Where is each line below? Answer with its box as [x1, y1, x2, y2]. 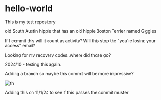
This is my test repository [5, 19, 56, 25]
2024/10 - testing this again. [5, 61, 62, 67]
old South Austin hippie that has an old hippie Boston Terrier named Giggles [5, 28, 157, 34]
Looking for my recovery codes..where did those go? [5, 52, 111, 58]
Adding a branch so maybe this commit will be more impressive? [5, 71, 134, 76]
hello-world [5, 3, 53, 14]
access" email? [5, 43, 35, 48]
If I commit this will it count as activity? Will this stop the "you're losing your [5, 37, 156, 43]
